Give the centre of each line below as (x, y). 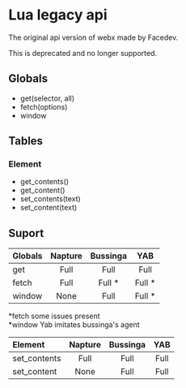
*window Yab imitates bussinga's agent (74, 325)
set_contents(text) (50, 199)
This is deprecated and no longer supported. (83, 53)
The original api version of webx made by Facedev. (93, 37)
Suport (26, 233)
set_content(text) (49, 208)
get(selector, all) (47, 98)
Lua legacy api (58, 15)
